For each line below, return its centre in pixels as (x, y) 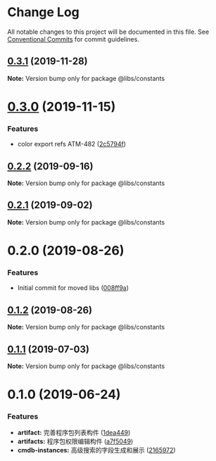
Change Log (43, 12)
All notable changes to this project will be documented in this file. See (108, 32)
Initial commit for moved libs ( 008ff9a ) (73, 288)
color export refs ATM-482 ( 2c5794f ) (72, 144)
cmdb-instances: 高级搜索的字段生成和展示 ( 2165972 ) (96, 450)
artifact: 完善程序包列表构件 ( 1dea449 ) (74, 433)
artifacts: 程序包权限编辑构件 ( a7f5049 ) (75, 441)
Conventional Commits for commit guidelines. (73, 39)
